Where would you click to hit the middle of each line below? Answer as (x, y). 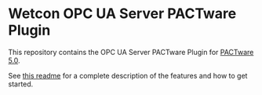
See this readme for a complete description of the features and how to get (128, 75)
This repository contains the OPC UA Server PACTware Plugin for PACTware (131, 52)
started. (21, 84)
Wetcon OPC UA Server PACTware (122, 14)
